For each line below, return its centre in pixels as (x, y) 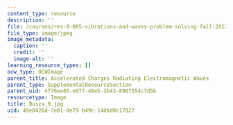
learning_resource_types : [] (49, 65)
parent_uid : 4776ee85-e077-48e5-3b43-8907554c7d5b (82, 91)
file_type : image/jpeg (40, 33)
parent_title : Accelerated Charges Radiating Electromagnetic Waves (108, 78)
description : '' (31, 20)
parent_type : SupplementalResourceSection (69, 85)
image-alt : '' (34, 59)
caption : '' (31, 46)
